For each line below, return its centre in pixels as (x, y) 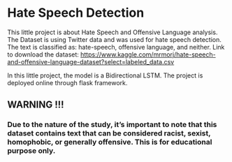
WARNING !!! (36, 105)
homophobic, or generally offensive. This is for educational (110, 142)
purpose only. (31, 151)
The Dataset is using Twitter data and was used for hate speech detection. (115, 39)
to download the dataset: (43, 54)
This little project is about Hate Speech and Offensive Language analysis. (113, 32)
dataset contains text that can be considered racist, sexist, (109, 133)
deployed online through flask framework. (67, 82)
